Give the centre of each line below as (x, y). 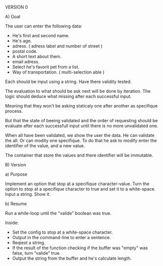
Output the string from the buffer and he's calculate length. (72, 258)
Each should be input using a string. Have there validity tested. (68, 81)
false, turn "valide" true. (36, 253)
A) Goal (13, 16)
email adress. (26, 62)
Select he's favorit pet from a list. (46, 67)
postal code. (25, 51)
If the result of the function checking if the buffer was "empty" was (80, 248)
